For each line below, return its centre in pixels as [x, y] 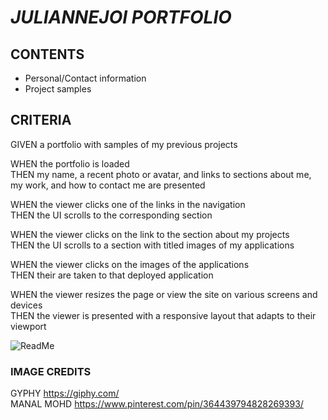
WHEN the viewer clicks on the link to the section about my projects [150, 234]
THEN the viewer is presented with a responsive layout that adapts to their [163, 315]
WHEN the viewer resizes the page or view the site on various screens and [164, 294]
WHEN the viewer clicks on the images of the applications [130, 264]
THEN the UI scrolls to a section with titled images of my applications [152, 245]
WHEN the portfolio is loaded [70, 163]
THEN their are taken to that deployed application [112, 275]
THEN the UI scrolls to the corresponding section [111, 215]
